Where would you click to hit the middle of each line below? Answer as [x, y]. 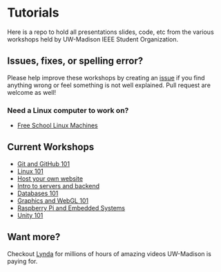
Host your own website [50, 179]
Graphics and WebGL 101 [52, 200]
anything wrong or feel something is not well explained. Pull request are [109, 85]
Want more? [34, 237]
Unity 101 [30, 215]
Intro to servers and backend [58, 185]
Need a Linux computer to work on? [68, 110]
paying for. [22, 261]
